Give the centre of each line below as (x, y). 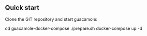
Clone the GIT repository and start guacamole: (51, 19)
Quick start (22, 8)
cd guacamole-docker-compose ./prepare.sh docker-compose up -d (74, 28)
